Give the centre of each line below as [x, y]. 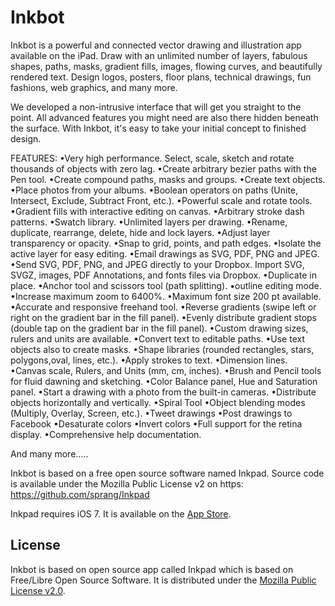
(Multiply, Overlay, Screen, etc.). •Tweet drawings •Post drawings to [151, 413]
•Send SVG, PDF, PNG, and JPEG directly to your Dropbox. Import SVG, [157, 264]
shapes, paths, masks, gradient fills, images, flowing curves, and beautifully [166, 66]
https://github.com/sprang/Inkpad [80, 494]
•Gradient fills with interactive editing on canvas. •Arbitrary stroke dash [157, 211]
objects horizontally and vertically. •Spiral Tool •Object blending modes [158, 402]
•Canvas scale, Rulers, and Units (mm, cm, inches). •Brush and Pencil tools [166, 370]
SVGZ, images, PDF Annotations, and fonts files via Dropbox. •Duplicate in [163, 275]
